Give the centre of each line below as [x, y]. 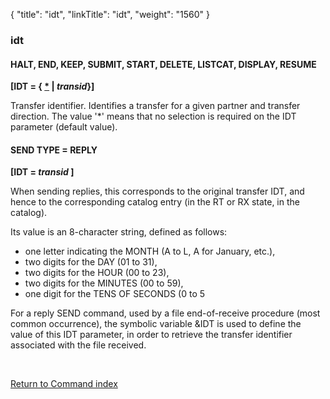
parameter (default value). [64, 127]
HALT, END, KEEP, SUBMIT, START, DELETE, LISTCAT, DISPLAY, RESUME [163, 64]
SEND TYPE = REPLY [54, 150]
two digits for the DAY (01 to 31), [91, 262]
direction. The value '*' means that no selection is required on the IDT [153, 116]
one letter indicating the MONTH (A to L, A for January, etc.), [150, 251]
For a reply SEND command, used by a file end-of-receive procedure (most [165, 313]
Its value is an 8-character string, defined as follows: [119, 232]
